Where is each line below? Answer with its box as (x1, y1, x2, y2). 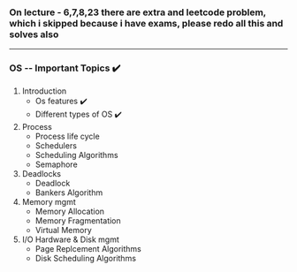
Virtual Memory (34, 224, 93, 235)
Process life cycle (34, 131, 100, 141)
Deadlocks (21, 168, 62, 178)
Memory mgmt (21, 196, 77, 207)
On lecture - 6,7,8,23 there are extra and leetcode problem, (9, 6, 267, 19)
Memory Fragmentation (34, 215, 121, 226)
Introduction (21, 86, 67, 96)
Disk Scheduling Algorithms (34, 253, 137, 263)
